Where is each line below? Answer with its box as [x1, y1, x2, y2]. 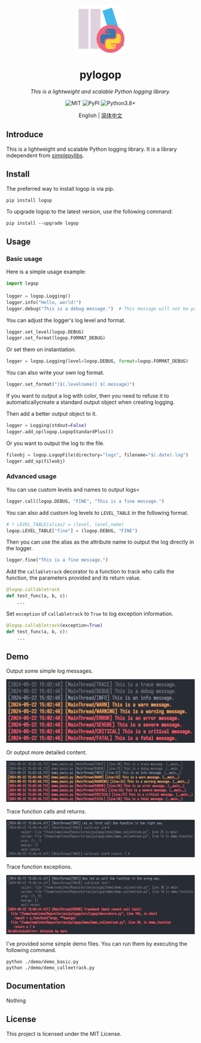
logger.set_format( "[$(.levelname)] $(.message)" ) [6, 382, 135, 388]
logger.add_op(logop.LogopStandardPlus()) [6, 429, 114, 435]
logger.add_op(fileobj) [6, 458, 66, 464]
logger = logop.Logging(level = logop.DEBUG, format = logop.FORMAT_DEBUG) [6, 358, 188, 364]
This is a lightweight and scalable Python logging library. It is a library [6, 145, 178, 153]
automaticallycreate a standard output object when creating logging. [6, 399, 175, 405]
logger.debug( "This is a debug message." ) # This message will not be [6, 306, 188, 312]
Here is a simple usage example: [6, 268, 87, 276]
